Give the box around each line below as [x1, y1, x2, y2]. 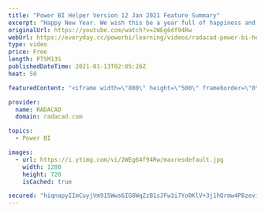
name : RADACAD [15, 105, 62, 114]
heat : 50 [8, 70, 37, 78]
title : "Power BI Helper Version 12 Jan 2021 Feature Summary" [8, 11, 221, 20]
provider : [8, 98, 41, 106]
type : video [8, 41, 47, 49]
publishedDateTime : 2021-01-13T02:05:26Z [8, 63, 147, 71]
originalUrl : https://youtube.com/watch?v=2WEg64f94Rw [8, 26, 192, 34]
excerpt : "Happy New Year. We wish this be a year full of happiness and [8, 19, 256, 27]
